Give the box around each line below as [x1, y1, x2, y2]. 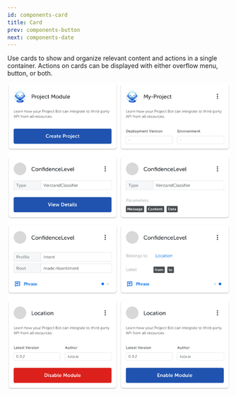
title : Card [7, 18, 42, 26]
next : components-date [7, 34, 74, 41]
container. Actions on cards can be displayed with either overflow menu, [7, 62, 218, 70]
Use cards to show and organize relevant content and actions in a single [7, 54, 218, 63]
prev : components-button [7, 26, 81, 33]
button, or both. [7, 69, 53, 78]
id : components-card [7, 11, 69, 18]
